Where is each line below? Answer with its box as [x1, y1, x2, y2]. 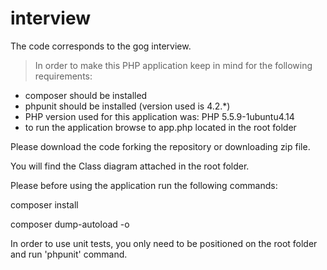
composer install [10, 198, 79, 211]
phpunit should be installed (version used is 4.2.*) [24, 100, 231, 112]
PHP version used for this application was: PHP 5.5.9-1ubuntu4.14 [24, 110, 295, 122]
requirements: [34, 70, 93, 82]
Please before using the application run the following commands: [10, 179, 278, 191]
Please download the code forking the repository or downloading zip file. [10, 140, 311, 152]
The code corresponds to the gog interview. [10, 40, 192, 52]
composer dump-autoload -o [10, 218, 130, 230]
